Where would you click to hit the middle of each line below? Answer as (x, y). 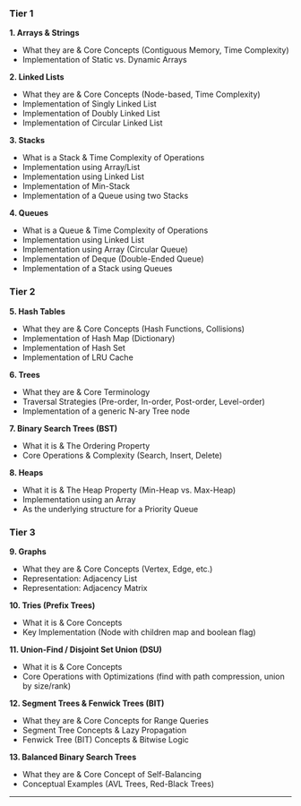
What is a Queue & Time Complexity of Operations (115, 230)
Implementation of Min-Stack (76, 186)
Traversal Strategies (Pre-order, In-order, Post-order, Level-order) (144, 401)
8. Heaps (26, 472)
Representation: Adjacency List (80, 578)
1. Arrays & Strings (44, 33)
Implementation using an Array (79, 499)
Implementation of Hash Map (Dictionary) (99, 338)
